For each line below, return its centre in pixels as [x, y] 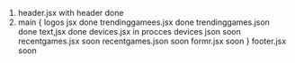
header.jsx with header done [71, 13]
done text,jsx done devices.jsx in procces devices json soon [129, 31]
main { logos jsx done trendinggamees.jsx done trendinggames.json [143, 22]
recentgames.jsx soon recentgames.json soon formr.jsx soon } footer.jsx [152, 41]
